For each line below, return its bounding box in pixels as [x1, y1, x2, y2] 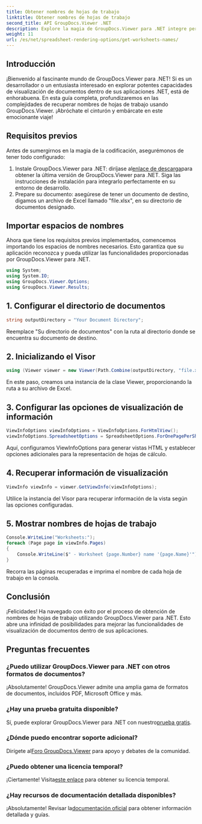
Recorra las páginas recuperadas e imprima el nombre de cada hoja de [6, 568, 182, 575]
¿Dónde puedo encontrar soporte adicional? [6, 734, 138, 742]
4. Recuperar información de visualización [6, 468, 168, 479]
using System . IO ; [6, 273, 50, 279]
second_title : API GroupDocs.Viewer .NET [6, 20, 112, 26]
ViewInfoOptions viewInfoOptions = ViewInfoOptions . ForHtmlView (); [6, 428, 179, 434]
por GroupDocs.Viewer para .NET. [6, 256, 91, 263]
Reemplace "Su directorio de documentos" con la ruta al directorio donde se [6, 327, 196, 335]
